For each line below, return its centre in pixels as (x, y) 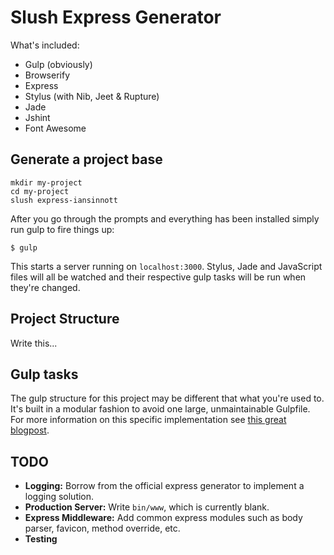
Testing (41, 539)
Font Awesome (55, 128)
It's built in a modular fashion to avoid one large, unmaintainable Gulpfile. (160, 409)
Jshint (37, 117)
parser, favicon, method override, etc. (102, 528)
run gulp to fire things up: (62, 229)
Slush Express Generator (116, 17)
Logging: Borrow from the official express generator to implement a (164, 486)
